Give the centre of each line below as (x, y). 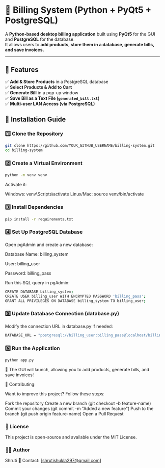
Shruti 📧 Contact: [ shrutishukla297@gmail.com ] (53, 461)
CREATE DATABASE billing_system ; (39, 292)
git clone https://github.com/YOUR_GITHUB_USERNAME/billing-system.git (80, 146)
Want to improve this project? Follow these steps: (55, 394)
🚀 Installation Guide (36, 120)
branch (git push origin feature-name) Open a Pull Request (64, 413)
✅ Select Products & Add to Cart (39, 87)
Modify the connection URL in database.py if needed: (59, 326)
